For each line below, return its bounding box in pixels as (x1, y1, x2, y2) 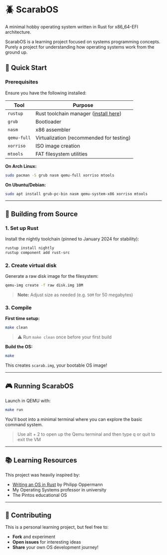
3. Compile (5, 304, 32, 311)
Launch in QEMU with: (5, 397, 51, 403)
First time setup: (5, 316, 40, 321)
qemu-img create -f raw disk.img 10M (5, 283, 83, 288)
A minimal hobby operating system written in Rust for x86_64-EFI (5, 23, 138, 30)
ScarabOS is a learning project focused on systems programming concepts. (5, 38, 161, 45)
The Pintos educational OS (12, 492, 67, 498)
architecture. (5, 29, 31, 35)
